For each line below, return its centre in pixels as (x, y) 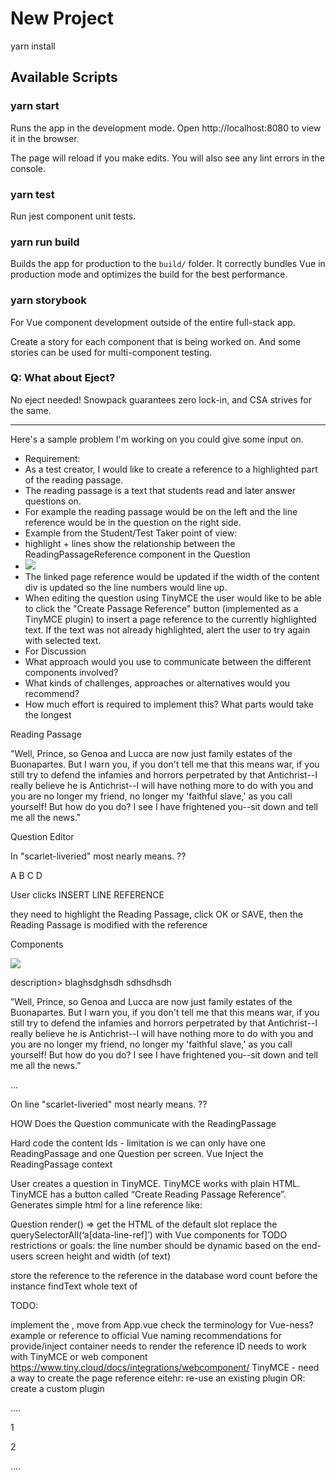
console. (28, 168)
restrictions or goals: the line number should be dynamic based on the (155, 1245)
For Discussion (55, 651)
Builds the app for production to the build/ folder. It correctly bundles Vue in (168, 264)
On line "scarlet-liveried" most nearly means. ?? (109, 1104)
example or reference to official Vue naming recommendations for (146, 1335)
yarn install (33, 46)
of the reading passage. (74, 479)
